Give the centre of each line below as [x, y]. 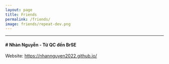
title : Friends [21, 15]
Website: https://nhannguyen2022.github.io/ [51, 56]
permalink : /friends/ [28, 19]
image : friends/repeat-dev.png [38, 24]
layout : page [19, 10]
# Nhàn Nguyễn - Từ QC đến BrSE [41, 45]
